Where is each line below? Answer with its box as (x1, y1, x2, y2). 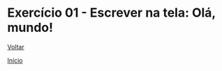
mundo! (7, 19, 54, 35)
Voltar (7, 42, 24, 51)
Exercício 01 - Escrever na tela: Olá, (7, 5, 216, 21)
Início (7, 56, 23, 64)
